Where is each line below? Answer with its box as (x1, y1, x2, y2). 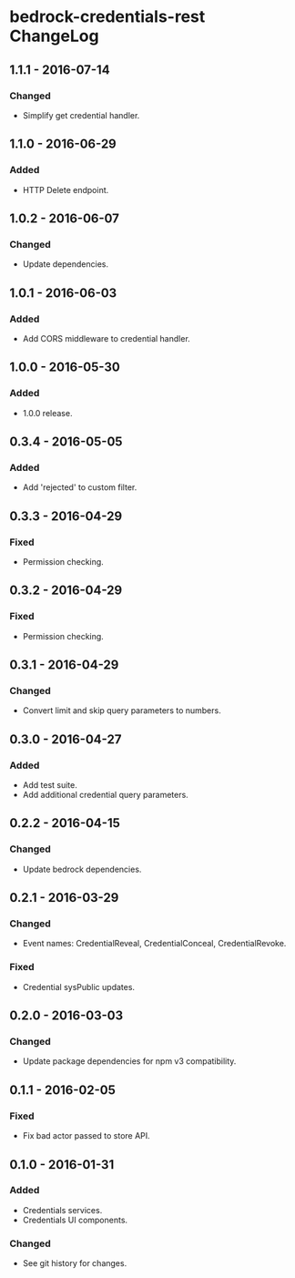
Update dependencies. (22, 259, 109, 270)
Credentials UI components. (22, 1214, 128, 1225)
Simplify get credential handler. (22, 109, 140, 120)
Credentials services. (22, 1204, 103, 1215)
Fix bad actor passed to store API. (22, 1130, 150, 1141)
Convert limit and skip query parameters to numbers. (22, 705, 221, 716)
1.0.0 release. (22, 407, 73, 418)
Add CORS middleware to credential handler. (22, 332, 191, 343)
